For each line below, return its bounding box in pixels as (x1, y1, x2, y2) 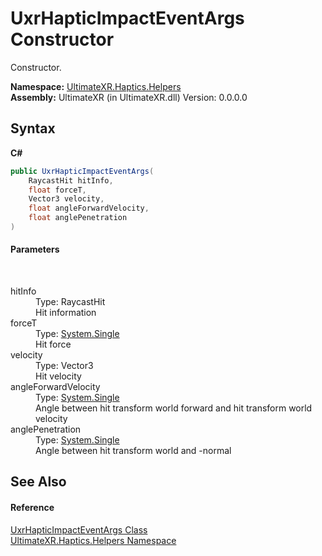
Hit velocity (35, 370, 82, 382)
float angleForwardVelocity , (28, 203, 150, 214)
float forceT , (28, 185, 87, 195)
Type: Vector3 (35, 360, 94, 372)
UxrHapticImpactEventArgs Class (10, 523, 148, 536)
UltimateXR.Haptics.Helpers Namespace (10, 534, 177, 546)
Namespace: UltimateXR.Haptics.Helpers (10, 80, 182, 92)
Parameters (10, 243, 60, 256)
